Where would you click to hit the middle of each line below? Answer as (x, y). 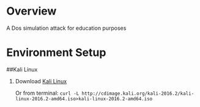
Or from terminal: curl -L (47, 93)
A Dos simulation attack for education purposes (66, 28)
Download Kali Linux (41, 81)
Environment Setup (56, 53)
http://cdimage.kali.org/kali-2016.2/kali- (138, 93)
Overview (31, 11)
